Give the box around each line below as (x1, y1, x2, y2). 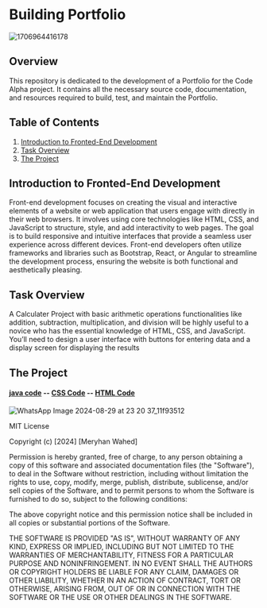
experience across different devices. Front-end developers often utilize (9, 240, 242, 249)
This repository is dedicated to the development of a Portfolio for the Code (9, 75, 253, 85)
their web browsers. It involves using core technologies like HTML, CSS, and (9, 214, 259, 224)
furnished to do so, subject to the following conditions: (9, 494, 188, 503)
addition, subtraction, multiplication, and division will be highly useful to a (9, 317, 250, 327)
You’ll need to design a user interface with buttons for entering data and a (9, 335, 251, 344)
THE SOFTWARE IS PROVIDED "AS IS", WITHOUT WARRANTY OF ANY (9, 533, 241, 543)
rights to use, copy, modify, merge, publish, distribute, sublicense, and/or (9, 477, 249, 487)
